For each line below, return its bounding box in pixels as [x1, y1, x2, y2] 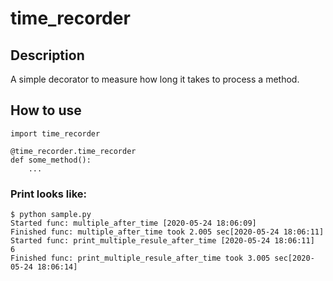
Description [10, 47, 85, 64]
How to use [10, 102, 82, 119]
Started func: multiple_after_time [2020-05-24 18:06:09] [10, 218, 257, 229]
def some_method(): [10, 155, 92, 165]
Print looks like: [10, 187, 88, 201]
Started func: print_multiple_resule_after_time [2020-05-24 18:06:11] [10, 236, 315, 246]
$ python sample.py [10, 210, 92, 220]
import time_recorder [10, 128, 101, 139]
